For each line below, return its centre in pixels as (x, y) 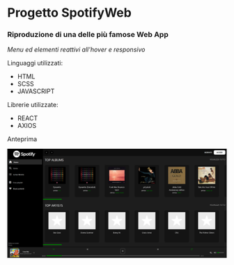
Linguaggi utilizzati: (35, 63)
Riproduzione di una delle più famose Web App (88, 35)
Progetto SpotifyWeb (70, 13)
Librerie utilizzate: (33, 105)
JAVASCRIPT (36, 91)
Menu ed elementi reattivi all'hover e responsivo (76, 49)
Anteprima (22, 139)
